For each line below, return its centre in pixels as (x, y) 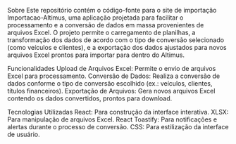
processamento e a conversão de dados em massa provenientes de (106, 25)
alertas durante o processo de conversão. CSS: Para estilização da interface (118, 127)
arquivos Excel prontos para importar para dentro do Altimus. (96, 55)
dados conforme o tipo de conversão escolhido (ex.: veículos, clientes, (110, 83)
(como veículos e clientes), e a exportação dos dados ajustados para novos (117, 47)
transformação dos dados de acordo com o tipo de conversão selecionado (116, 40)
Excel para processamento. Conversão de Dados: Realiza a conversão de (114, 76)
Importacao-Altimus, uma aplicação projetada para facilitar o (95, 18)
